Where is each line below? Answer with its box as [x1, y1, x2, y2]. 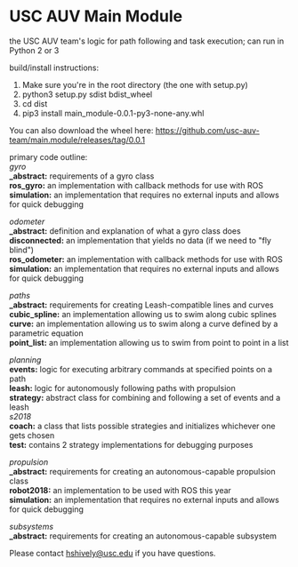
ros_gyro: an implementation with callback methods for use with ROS [9, 180, 264, 190]
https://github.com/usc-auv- [155, 124, 260, 135]
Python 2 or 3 [9, 44, 60, 55]
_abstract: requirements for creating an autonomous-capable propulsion [9, 466, 276, 476]
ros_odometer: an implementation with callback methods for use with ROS [9, 253, 283, 264]
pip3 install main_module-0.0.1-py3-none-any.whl [21, 108, 205, 118]
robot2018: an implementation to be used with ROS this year [9, 484, 231, 495]
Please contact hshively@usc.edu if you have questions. [9, 547, 216, 558]
